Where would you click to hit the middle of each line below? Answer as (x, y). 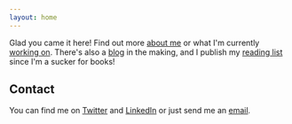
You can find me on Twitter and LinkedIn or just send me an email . (130, 111)
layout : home (33, 17)
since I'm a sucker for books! (62, 61)
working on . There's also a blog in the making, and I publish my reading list (146, 52)
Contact (32, 89)
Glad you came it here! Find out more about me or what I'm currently (134, 43)
